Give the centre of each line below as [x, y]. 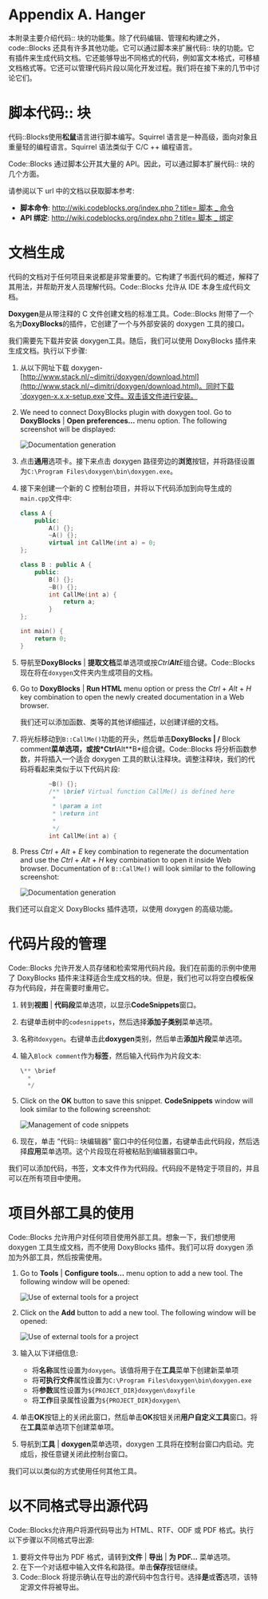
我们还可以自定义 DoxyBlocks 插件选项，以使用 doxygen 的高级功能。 [123, 908]
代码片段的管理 [57, 944]
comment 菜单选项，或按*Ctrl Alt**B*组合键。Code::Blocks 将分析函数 [135, 748]
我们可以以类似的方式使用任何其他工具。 [75, 1471]
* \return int [76, 814]
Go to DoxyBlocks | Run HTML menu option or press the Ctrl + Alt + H [136, 688]
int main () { [41, 632]
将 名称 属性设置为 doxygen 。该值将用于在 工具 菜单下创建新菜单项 [135, 1370]
